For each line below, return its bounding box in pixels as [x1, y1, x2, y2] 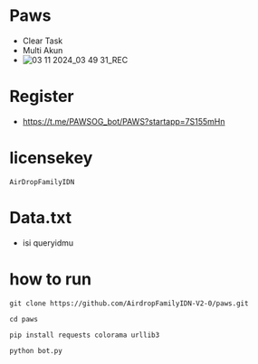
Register [9, 87, 74, 107]
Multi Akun [22, 44, 63, 55]
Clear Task [22, 35, 63, 46]
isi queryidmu [22, 237, 74, 248]
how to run [9, 268, 92, 289]
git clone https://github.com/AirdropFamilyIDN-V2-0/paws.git [9, 299, 249, 308]
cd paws [9, 314, 39, 323]
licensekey [9, 148, 93, 168]
